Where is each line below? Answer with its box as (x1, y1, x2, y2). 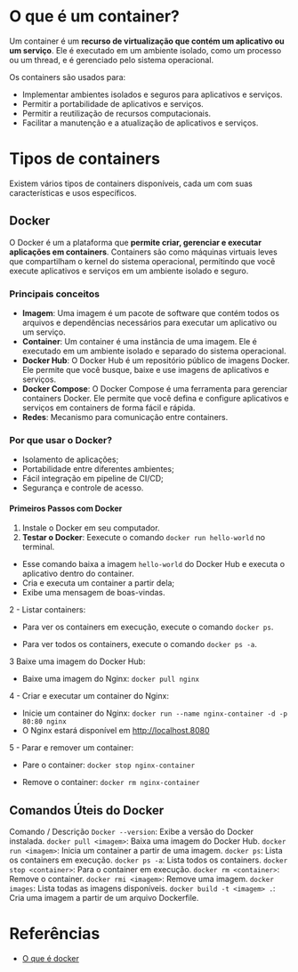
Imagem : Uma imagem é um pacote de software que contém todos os (21, 307, 280, 318)
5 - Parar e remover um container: (9, 742, 134, 753)
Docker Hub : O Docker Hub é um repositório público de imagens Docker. (21, 354, 290, 366)
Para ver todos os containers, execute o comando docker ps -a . (21, 639, 258, 650)
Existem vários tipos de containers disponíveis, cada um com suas (9, 178, 254, 189)
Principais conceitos (9, 288, 101, 300)
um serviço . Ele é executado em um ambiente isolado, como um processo (9, 45, 282, 55)
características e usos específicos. (9, 187, 137, 198)
